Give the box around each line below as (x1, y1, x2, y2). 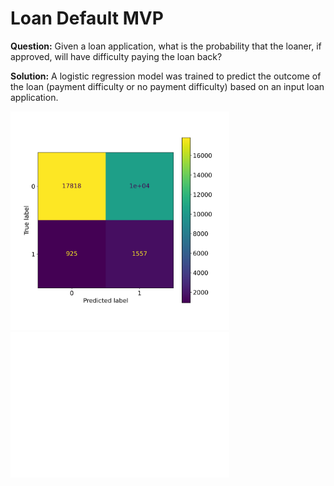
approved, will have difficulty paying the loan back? (10, 50, 223, 62)
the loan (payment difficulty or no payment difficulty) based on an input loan (10, 80, 325, 92)
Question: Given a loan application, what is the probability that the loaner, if (10, 40, 322, 52)
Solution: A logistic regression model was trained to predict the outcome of (10, 70, 322, 82)
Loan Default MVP (10, 7, 164, 30)
